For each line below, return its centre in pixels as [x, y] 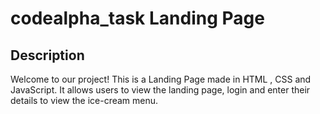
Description [47, 55]
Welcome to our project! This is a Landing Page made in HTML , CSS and [161, 79]
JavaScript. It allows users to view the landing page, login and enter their [160, 90]
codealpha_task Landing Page [137, 18]
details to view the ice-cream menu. [84, 100]
